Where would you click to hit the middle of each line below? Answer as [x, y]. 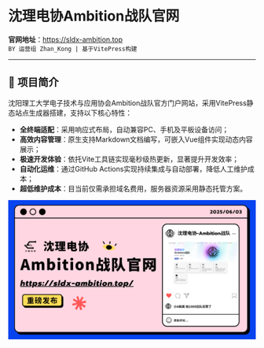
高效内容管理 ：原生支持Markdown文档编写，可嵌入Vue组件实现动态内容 [136, 139]
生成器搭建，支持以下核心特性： [80, 113]
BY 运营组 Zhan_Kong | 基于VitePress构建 [73, 49]
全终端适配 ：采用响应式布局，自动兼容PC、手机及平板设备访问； [124, 129]
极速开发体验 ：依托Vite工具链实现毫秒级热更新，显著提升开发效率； [129, 159]
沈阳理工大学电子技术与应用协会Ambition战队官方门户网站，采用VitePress [128, 102]
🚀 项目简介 [33, 82]
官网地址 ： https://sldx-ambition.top [66, 39]
